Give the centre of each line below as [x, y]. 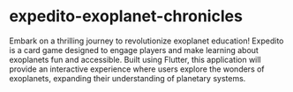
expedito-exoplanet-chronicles [126, 16]
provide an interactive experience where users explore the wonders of [137, 69]
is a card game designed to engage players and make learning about [134, 50]
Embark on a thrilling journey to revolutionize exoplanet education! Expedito [146, 41]
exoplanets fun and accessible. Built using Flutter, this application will [135, 59]
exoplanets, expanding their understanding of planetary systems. [128, 78]
